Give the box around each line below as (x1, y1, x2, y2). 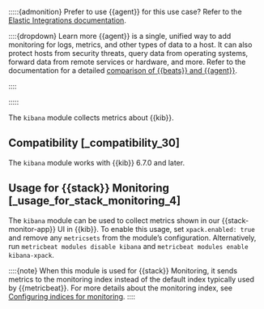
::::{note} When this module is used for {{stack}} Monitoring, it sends (8, 265, 237, 275)
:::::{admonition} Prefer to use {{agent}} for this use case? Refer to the (8, 7, 242, 16)
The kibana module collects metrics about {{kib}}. (8, 113, 174, 122)
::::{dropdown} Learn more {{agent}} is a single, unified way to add (8, 32, 232, 41)
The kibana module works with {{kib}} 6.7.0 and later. (8, 157, 185, 167)
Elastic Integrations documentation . (8, 15, 127, 25)
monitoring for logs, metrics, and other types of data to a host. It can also (8, 40, 253, 49)
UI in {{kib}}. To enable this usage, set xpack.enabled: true (57, 224, 255, 234)
